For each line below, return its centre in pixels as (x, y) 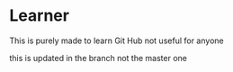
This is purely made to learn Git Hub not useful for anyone (116, 40)
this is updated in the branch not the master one (98, 58)
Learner (40, 16)
